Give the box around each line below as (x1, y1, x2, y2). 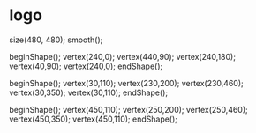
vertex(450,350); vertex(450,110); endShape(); (9, 114, 178, 124)
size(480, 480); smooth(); (9, 34, 103, 45)
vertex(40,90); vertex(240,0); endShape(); (9, 61, 163, 71)
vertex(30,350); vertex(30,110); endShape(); (9, 87, 169, 98)
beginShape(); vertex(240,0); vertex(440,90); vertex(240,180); (9, 51, 237, 62)
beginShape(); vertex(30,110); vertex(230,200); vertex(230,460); (9, 78, 245, 88)
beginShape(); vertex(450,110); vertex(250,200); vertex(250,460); (9, 104, 249, 115)
